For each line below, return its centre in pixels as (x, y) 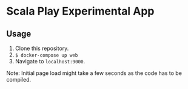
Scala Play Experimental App (80, 11)
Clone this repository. (42, 48)
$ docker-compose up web (46, 55)
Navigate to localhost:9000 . (50, 61)
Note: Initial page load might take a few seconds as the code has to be (94, 73)
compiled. (19, 80)
